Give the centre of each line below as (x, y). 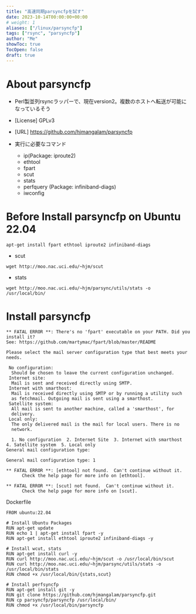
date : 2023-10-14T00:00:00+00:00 (47, 17)
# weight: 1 (21, 22)
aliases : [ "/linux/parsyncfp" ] (44, 28)
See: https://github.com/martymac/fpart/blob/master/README (81, 342)
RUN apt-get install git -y (40, 590)
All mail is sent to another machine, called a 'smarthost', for (93, 409)
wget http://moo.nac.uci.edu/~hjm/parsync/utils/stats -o (78, 288)
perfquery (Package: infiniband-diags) (70, 187)
